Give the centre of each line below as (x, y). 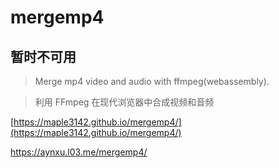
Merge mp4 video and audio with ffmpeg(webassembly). (152, 81)
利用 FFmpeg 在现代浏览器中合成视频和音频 (124, 102)
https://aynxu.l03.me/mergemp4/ (79, 152)
